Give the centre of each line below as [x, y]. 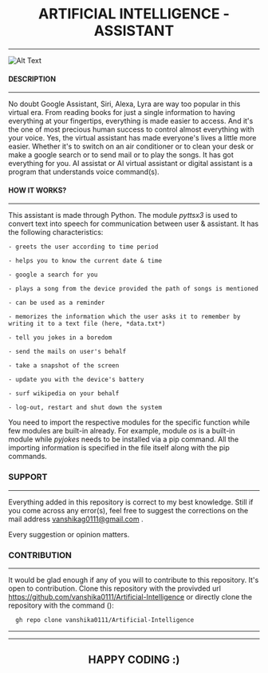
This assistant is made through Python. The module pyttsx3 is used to [123, 216]
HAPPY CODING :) [134, 660]
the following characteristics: [56, 232]
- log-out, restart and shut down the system [85, 408]
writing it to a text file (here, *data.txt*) [87, 324]
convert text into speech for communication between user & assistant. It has [134, 224]
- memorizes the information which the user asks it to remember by [124, 317]
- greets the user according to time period [83, 247]
